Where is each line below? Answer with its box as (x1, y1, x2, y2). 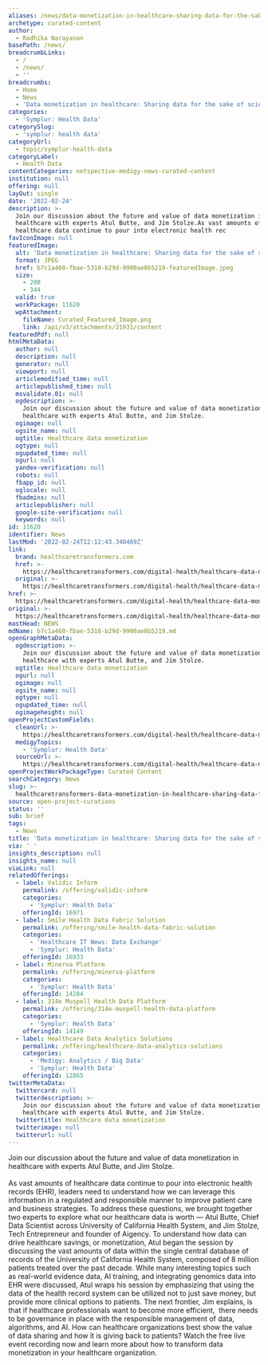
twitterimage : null (15, 1123, 81, 1132)
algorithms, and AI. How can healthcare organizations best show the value (8, 1322, 253, 1332)
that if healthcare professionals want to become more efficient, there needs (8, 1305, 258, 1315)
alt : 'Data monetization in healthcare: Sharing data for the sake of (15, 249, 255, 257)
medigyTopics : (15, 738, 62, 746)
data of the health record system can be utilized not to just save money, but (8, 1288, 257, 1298)
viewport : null (15, 368, 66, 376)
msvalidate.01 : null (15, 390, 84, 398)
